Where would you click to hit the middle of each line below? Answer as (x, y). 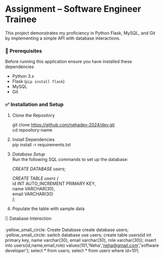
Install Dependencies (33, 139)
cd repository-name (32, 130)
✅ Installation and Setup (34, 105)
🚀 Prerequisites (24, 51)
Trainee (21, 19)
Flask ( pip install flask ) (38, 81)
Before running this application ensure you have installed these (69, 62)
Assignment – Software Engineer (73, 9)
